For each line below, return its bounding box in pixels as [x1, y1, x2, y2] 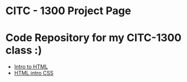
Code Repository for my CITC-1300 [5, 31, 182, 45]
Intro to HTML [14, 63, 48, 70]
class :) [5, 44, 42, 57]
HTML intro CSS [14, 70, 54, 77]
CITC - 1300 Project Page [5, 4, 132, 18]
